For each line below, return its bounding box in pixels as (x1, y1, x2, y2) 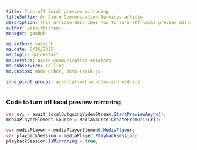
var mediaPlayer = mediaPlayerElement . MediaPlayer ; (6, 127, 135, 134)
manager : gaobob (6, 30, 46, 36)
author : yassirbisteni (6, 25, 62, 31)
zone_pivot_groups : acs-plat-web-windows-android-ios (6, 79, 141, 85)
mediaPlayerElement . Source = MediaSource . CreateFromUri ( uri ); (6, 117, 161, 123)
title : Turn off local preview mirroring (6, 8, 109, 15)
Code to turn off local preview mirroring (6, 98, 121, 106)
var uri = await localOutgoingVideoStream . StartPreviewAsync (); (6, 111, 167, 117)
